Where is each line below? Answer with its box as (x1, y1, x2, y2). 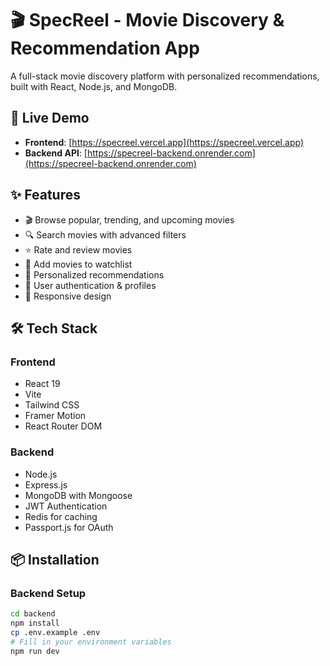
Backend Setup (10, 586, 87, 600)
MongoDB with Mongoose (24, 489, 133, 501)
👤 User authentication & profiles (24, 279, 157, 291)
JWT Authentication (24, 500, 108, 512)
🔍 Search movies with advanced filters (24, 228, 187, 241)
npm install (10, 618, 60, 629)
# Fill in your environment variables (10, 637, 172, 647)
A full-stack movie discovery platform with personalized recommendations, (10, 70, 320, 82)
